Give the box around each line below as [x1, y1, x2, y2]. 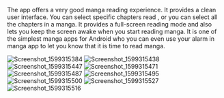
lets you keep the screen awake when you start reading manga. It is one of [7, 27, 217, 35]
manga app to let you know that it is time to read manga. [7, 42, 165, 50]
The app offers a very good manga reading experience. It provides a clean [7, 6, 216, 14]
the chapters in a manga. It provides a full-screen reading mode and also [7, 20, 212, 28]
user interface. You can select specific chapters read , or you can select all [7, 13, 218, 21]
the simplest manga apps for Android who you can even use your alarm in [7, 35, 215, 43]
